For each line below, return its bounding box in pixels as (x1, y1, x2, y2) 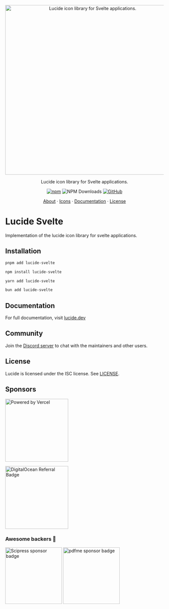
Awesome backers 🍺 (5, 536, 56, 543)
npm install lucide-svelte (5, 269, 62, 274)
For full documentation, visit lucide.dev (5, 315, 86, 321)
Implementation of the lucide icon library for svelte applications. (5, 232, 137, 238)
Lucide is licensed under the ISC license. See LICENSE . (5, 370, 120, 376)
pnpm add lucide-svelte (5, 260, 55, 265)
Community (5, 329, 43, 338)
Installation (5, 247, 41, 256)
